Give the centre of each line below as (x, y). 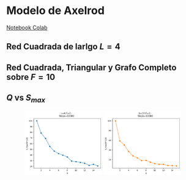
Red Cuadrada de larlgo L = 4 (63, 47)
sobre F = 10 (31, 77)
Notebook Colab (27, 27)
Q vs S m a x (26, 99)
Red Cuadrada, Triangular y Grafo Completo (91, 67)
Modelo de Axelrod (56, 11)
